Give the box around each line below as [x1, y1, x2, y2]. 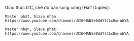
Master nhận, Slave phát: [5, 27, 58, 32]
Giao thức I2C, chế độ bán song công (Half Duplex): [5, 5, 110, 10]
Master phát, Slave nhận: [5, 14, 58, 19]
